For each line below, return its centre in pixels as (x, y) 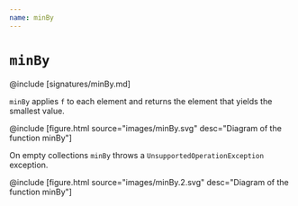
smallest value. (37, 111)
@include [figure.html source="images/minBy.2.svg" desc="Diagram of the (149, 182)
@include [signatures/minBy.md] (70, 84)
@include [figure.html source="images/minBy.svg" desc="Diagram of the (145, 128)
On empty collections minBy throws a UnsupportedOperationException (136, 155)
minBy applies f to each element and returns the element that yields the (141, 101)
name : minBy (32, 18)
